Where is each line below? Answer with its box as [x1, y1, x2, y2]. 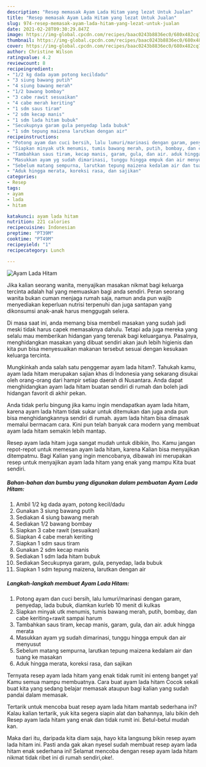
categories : [7, 174, 37, 180]
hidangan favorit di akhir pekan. [7, 389, 87, 397]
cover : [7, 43, 24, 50]
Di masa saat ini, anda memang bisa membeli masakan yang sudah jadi [7, 319, 186, 326]
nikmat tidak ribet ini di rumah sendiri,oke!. [7, 754, 114, 761]
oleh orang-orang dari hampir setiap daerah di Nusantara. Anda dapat [7, 376, 183, 384]
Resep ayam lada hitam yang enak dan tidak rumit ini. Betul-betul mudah [7, 716, 189, 724]
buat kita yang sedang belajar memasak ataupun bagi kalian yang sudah [7, 685, 189, 692]
